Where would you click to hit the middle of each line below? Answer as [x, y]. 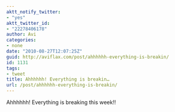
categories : [21, 40]
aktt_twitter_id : [28, 23]
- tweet [16, 74]
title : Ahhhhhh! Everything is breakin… [58, 79]
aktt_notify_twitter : [34, 12]
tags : [13, 68]
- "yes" [16, 18]
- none [15, 46]
